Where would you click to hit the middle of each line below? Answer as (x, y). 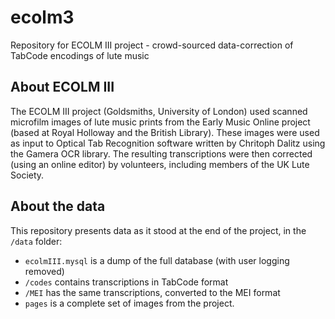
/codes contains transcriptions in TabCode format (126, 282)
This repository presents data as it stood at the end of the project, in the (158, 230)
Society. (27, 175)
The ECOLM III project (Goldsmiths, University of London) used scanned (159, 111)
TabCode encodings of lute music (80, 55)
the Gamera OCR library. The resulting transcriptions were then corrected (161, 153)
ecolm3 (42, 17)
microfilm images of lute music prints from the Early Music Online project (160, 122)
